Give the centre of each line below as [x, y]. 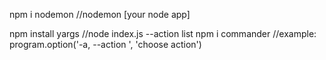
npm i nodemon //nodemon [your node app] [100, 14]
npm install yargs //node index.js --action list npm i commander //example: [163, 33]
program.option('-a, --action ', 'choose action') [105, 44]
